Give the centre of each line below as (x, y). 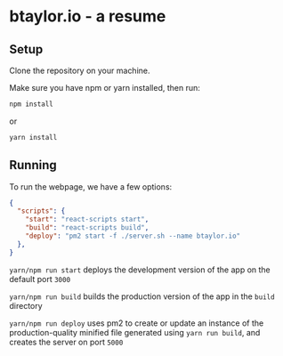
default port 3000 (40, 279)
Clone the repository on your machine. (80, 70)
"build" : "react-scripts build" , (87, 228)
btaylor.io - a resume (88, 16)
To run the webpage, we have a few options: (91, 186)
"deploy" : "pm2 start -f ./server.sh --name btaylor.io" (133, 236)
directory (26, 305)
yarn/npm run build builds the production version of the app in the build (142, 296)
